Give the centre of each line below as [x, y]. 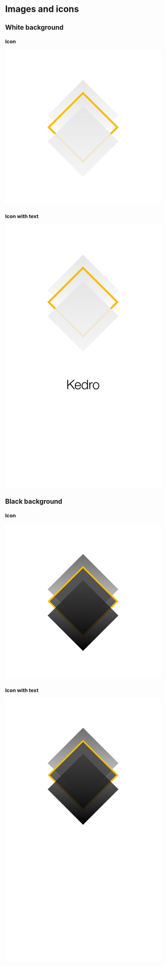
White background [34, 27]
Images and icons [42, 9]
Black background [34, 501]
